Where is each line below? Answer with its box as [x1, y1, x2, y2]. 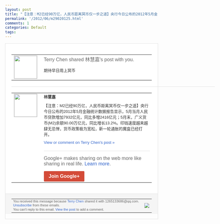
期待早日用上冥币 [43, 68, 76, 73]
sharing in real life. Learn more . [43, 161, 111, 167]
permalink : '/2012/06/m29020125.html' [5, 16, 84, 21]
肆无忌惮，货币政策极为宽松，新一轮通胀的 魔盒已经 [43, 126, 139, 131]
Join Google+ [48, 173, 80, 179]
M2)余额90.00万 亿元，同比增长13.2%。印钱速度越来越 [49, 120, 148, 125]
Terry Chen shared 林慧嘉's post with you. [43, 56, 135, 62]
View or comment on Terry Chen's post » [43, 139, 115, 145]
